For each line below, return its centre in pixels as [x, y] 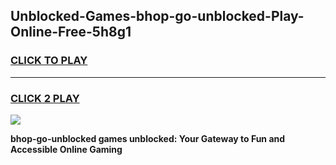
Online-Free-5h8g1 [71, 32]
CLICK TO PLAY [49, 61]
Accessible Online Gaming [66, 149]
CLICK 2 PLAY [45, 98]
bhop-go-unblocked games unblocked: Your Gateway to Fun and [148, 138]
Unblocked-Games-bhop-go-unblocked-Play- [157, 16]
